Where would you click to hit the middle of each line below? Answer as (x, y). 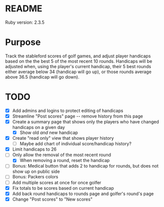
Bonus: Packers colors (35, 177)
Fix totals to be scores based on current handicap (63, 188)
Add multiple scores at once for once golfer (57, 182)
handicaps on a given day (39, 127)
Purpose (23, 42)
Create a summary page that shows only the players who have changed (86, 122)
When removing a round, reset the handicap (65, 161)
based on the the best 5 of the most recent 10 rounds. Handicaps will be (79, 61)
